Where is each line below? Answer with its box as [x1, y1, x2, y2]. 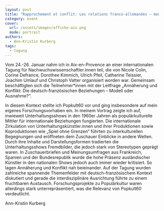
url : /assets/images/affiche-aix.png [9, 25, 86, 30]
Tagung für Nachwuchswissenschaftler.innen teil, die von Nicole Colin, [5, 67, 147, 72]
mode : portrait [9, 30, 41, 35]
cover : [5, 21, 19, 26]
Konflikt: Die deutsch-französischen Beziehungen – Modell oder [5, 88, 134, 94]
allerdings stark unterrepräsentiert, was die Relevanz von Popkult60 [5, 186, 142, 191]
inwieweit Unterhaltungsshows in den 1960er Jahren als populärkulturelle [5, 113, 153, 118]
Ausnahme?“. [5, 93, 32, 98]
